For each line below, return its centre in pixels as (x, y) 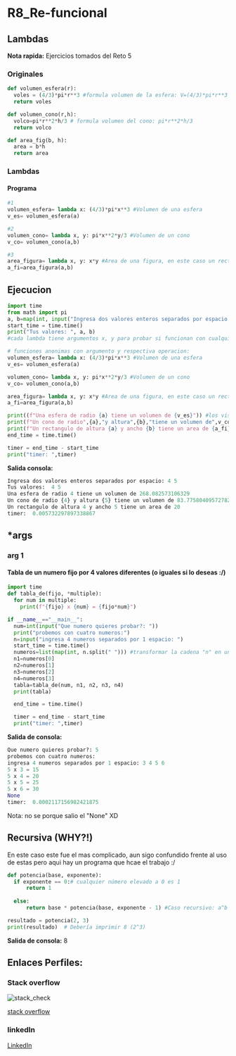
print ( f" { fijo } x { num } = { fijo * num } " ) (78, 607)
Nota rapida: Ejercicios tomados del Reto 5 (70, 56)
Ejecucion (29, 290)
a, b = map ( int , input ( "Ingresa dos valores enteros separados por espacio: (119, 319)
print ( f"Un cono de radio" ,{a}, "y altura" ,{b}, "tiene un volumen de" (111, 422)
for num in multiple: (45, 601)
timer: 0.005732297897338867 (52, 513)
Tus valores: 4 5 (34, 487)
